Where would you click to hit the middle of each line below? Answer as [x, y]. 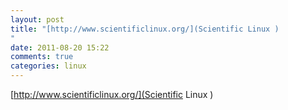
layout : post [37, 19]
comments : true [42, 57]
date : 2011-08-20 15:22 [60, 47]
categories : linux [48, 66]
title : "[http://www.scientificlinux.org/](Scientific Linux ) [145, 29]
